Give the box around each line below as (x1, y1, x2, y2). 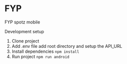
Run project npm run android (11, 53, 70, 59)
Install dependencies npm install (11, 48, 79, 54)
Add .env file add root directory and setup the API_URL (11, 43, 123, 49)
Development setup (4, 28, 45, 34)
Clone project (11, 38, 40, 44)
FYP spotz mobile (4, 19, 40, 25)
